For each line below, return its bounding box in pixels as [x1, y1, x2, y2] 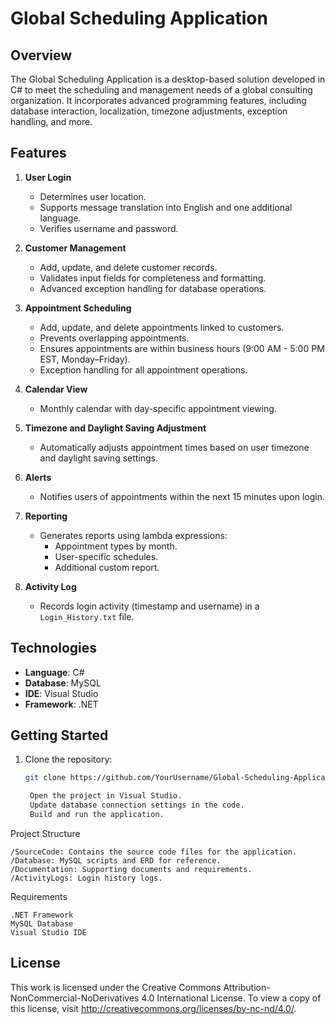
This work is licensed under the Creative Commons [10, 981, 222, 993]
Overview [10, 47, 73, 64]
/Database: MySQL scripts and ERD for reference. [10, 855, 222, 866]
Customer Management [24, 242, 127, 254]
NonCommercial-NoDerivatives [10, 992, 140, 1004]
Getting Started [10, 727, 109, 744]
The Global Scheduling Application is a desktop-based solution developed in [10, 73, 326, 85]
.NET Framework [10, 910, 74, 920]
